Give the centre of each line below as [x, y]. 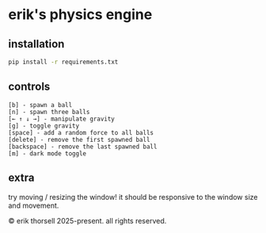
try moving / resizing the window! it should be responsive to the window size [133, 197]
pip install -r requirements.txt [63, 62]
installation [36, 44]
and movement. [34, 205]
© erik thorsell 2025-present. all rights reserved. [87, 220]
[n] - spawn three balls [49, 112]
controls [29, 87]
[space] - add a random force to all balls [81, 132]
